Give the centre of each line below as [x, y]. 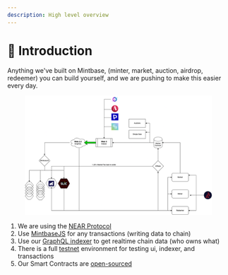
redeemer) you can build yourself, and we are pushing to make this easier [114, 78]
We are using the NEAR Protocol [64, 226]
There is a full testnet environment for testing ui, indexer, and [106, 248]
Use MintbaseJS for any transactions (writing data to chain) [104, 233]
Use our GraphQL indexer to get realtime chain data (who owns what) [119, 241]
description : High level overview [58, 15]
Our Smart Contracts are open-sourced [75, 263]
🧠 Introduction [50, 51]
